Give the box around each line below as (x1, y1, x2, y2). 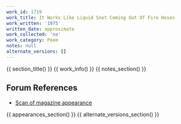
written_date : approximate (6, 26, 75, 32)
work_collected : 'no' (6, 32, 61, 38)
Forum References (6, 83, 78, 93)
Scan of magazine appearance (15, 98, 92, 106)
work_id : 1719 (6, 9, 43, 15)
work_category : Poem (6, 37, 59, 43)
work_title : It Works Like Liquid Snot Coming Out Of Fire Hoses (6, 15, 175, 21)
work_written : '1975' (6, 20, 61, 26)
